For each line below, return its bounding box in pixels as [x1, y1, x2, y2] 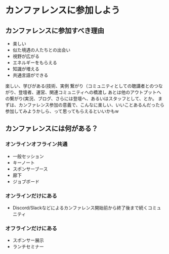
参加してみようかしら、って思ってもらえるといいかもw [5, 108, 119, 114]
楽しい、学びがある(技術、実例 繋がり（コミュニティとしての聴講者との [5, 83, 154, 89]
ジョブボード [12, 178, 39, 184]
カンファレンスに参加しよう [5, 5, 120, 16]
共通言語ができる [12, 72, 49, 78]
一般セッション [12, 153, 44, 159]
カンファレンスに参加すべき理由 [5, 26, 105, 35]
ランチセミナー [12, 243, 44, 250]
